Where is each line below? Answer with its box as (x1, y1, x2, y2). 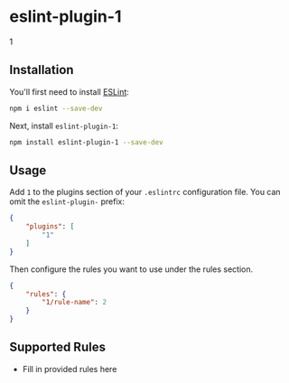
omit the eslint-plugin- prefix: (9, 196, 125, 207)
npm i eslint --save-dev (9, 104, 103, 113)
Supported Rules (9, 340, 107, 355)
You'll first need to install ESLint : (9, 86, 129, 97)
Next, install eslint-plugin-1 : (9, 120, 119, 131)
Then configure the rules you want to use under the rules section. (9, 264, 254, 275)
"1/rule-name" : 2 (42, 298, 107, 307)
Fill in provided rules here (22, 363, 117, 374)
